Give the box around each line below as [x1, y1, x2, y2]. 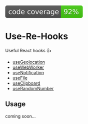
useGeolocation [12, 59, 45, 65]
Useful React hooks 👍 [5, 47, 51, 53]
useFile [12, 75, 27, 81]
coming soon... [5, 113, 36, 119]
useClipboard [12, 80, 40, 86]
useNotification [12, 69, 44, 75]
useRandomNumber [12, 85, 54, 91]
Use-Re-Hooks [5, 31, 68, 42]
